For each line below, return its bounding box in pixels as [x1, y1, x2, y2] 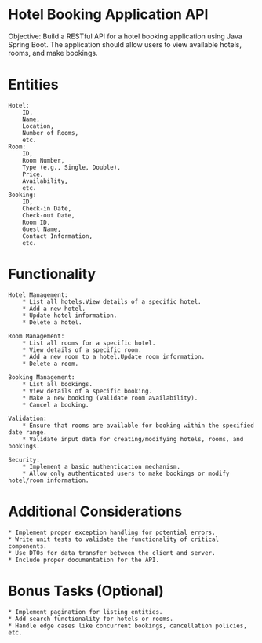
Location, [22, 122, 55, 130]
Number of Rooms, [22, 129, 79, 137]
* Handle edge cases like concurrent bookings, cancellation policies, [8, 622, 247, 630]
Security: [8, 455, 41, 464]
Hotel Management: [8, 290, 68, 299]
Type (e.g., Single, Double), [22, 163, 122, 171]
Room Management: [8, 332, 65, 340]
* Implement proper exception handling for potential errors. [8, 528, 216, 536]
